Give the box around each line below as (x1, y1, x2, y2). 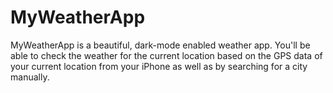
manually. (10, 71, 50, 83)
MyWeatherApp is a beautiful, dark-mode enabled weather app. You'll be (10, 39, 311, 51)
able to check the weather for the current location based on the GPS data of (10, 49, 323, 61)
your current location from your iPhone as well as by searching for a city (10, 60, 308, 72)
